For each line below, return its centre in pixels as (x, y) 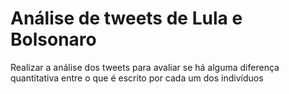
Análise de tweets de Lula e (126, 18)
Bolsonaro (53, 39)
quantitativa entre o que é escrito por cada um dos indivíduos (137, 78)
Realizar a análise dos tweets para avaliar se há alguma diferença (145, 67)
